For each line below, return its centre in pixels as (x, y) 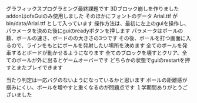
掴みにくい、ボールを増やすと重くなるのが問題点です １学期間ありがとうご (97, 87)
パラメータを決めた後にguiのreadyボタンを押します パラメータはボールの (95, 31)
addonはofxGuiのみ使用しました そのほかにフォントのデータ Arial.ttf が (92, 16)
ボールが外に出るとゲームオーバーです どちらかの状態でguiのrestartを (101, 60)
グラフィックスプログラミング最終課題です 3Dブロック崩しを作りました (93, 9)
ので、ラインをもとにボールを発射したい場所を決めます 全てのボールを (97, 45)
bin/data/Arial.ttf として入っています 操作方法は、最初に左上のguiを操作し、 (98, 23)
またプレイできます (39, 67)
